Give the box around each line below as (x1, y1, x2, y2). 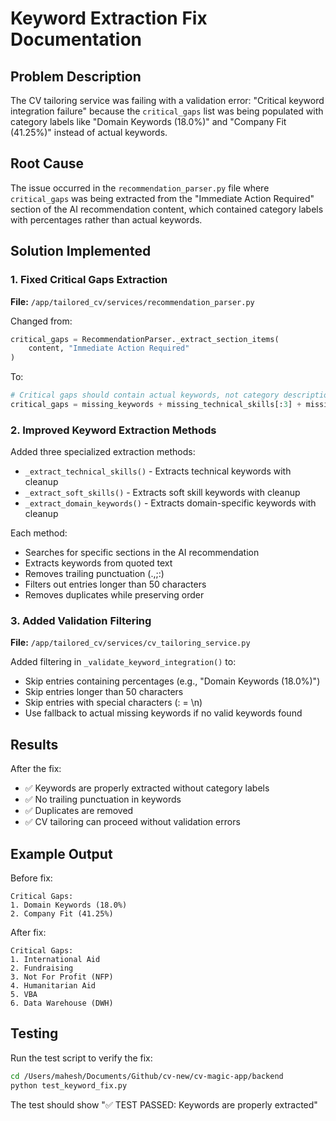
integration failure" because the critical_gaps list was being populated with (10, 105, 324, 117)
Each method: (10, 527, 68, 539)
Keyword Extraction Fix (10, 7, 208, 30)
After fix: (10, 927, 47, 939)
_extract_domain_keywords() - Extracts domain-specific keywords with (24, 497, 317, 509)
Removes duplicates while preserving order (24, 589, 205, 601)
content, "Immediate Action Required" (28, 343, 190, 354)
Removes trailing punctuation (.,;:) (24, 568, 165, 580)
